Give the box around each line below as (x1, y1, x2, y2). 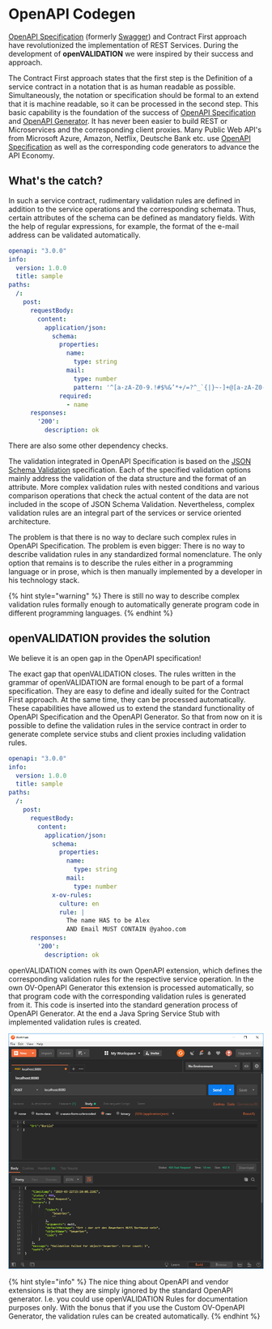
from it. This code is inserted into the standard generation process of (8, 999, 239, 1009)
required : (59, 392, 92, 400)
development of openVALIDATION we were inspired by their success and (8, 49, 253, 58)
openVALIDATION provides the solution (8, 632, 210, 645)
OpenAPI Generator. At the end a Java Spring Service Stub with (8, 1008, 220, 1018)
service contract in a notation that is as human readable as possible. (8, 82, 236, 92)
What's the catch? (8, 174, 104, 188)
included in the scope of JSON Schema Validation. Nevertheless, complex (8, 500, 255, 509)
